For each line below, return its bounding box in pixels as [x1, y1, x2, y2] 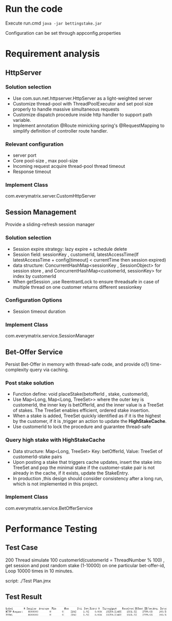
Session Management [5, 208, 77, 217]
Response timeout [12, 168, 51, 175]
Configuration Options [5, 296, 62, 304]
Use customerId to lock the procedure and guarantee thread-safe [12, 423, 151, 430]
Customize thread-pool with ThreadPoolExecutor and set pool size [12, 100, 154, 106]
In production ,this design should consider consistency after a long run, [12, 475, 163, 481]
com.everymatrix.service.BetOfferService [5, 505, 93, 511]
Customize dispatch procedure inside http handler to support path [12, 111, 153, 118]
